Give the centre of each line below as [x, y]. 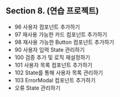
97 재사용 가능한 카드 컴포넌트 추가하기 [61, 34]
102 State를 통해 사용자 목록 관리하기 [59, 73]
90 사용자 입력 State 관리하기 [50, 49]
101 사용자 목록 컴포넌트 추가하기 [53, 65]
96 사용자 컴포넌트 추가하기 [47, 27]
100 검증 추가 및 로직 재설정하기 [52, 57]
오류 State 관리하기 [37, 88]
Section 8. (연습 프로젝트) [52, 11]
